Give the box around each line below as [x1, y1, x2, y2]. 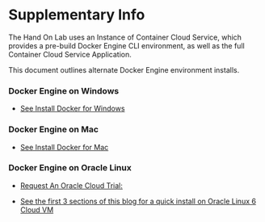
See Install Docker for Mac [19, 142, 109, 152]
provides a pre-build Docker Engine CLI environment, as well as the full [8, 40, 245, 50]
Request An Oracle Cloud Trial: [19, 180, 124, 191]
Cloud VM [19, 204, 54, 215]
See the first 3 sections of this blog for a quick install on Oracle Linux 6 [19, 196, 257, 206]
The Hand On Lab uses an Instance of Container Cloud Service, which [8, 32, 242, 42]
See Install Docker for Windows [19, 103, 125, 114]
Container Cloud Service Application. [8, 49, 132, 59]
